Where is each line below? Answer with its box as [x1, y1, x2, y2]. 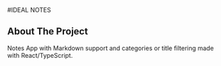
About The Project [7, 25, 89, 37]
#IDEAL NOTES [7, 6, 51, 14]
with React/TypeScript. [7, 51, 73, 59]
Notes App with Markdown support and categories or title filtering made [7, 44, 214, 52]
